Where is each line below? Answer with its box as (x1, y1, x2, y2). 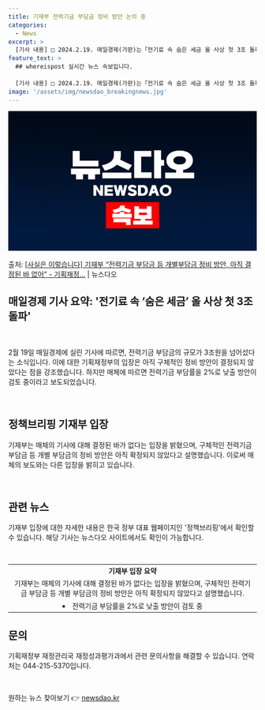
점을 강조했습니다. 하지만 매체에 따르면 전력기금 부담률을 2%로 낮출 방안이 (28, 367, 257, 377)
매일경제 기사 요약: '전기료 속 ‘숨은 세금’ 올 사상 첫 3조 (8, 295, 254, 308)
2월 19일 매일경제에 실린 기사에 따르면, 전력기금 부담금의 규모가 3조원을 (8, 347, 228, 357)
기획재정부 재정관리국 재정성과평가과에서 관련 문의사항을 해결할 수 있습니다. (8, 652, 241, 660)
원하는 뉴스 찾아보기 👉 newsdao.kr (8, 693, 120, 702)
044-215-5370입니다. (22, 661, 91, 671)
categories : (8, 21, 47, 29)
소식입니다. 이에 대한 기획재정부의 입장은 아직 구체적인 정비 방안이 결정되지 (16, 357, 246, 366)
